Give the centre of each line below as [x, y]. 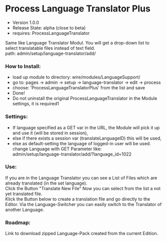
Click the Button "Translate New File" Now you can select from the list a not [83, 188]
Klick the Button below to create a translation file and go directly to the [78, 199]
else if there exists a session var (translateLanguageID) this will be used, [87, 138]
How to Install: [23, 66]
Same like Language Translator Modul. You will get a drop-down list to [77, 42]
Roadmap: [18, 223]
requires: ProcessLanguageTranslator [51, 33]
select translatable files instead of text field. [50, 48]
